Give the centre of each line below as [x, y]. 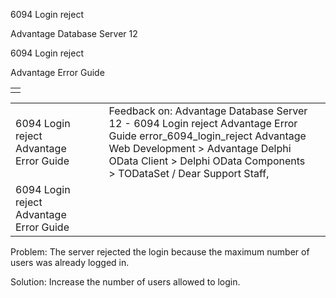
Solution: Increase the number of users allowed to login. [125, 282]
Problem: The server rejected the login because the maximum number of [160, 252]
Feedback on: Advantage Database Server [208, 111]
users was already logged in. [70, 262]
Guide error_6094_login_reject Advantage [207, 136]
